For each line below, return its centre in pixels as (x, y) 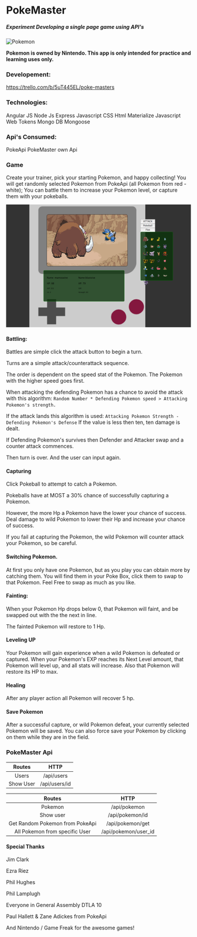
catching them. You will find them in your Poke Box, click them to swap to (95, 576)
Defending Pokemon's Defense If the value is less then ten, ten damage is (93, 422)
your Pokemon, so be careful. (42, 543)
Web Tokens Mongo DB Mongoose (48, 122)
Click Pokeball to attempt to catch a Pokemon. (62, 484)
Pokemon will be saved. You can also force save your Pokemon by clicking (96, 731)
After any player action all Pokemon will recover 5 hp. (70, 698)
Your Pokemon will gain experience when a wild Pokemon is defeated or (93, 653)
